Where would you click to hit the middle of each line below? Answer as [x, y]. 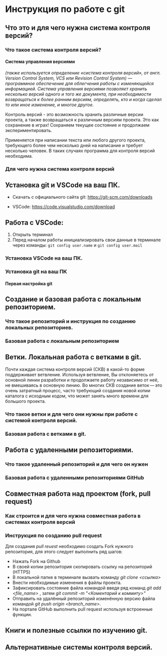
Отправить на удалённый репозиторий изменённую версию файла [84, 598]
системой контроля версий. [41, 420]
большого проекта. [26, 401]
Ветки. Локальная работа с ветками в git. [73, 357]
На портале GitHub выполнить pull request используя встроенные [83, 609]
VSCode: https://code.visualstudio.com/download [64, 207]
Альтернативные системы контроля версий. [79, 647]
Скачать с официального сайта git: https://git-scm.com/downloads [83, 197]
